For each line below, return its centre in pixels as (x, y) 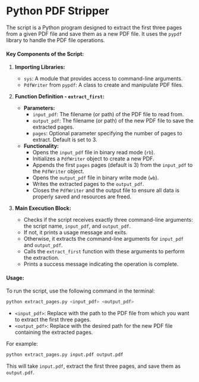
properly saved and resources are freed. (82, 197)
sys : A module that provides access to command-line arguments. (103, 79)
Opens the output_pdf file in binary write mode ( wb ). (96, 178)
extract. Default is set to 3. (65, 140)
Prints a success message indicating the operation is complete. (101, 264)
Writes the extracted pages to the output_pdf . (88, 184)
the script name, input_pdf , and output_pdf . (77, 226)
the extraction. (41, 258)
